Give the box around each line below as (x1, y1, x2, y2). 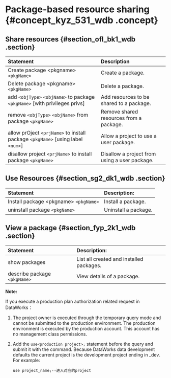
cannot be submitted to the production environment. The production (12, 320, 156, 326)
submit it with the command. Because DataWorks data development (12, 346, 155, 352)
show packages (8, 258, 46, 265)
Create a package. (101, 69, 145, 76)
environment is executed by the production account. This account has (12, 325, 160, 331)
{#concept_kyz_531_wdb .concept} (5, 14, 159, 26)
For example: (12, 357, 40, 363)
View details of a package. (76, 273, 140, 280)
